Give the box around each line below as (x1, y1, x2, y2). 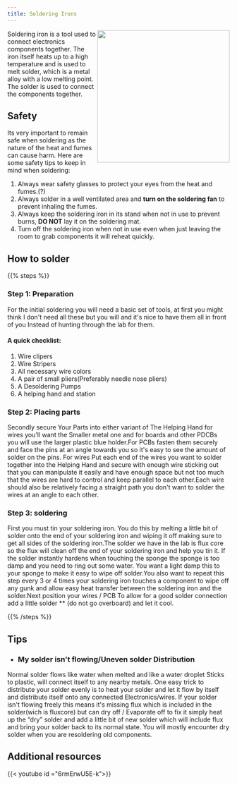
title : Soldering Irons (7, 10, 78, 18)
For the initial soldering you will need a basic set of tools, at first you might (7, 305, 224, 314)
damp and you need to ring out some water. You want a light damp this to (7, 561, 220, 570)
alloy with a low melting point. (7, 75, 94, 83)
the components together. (7, 90, 83, 98)
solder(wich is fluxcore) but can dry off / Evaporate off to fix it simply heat (7, 708, 222, 717)
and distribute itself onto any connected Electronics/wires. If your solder (7, 693, 217, 702)
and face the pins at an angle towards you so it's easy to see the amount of (7, 446, 226, 454)
